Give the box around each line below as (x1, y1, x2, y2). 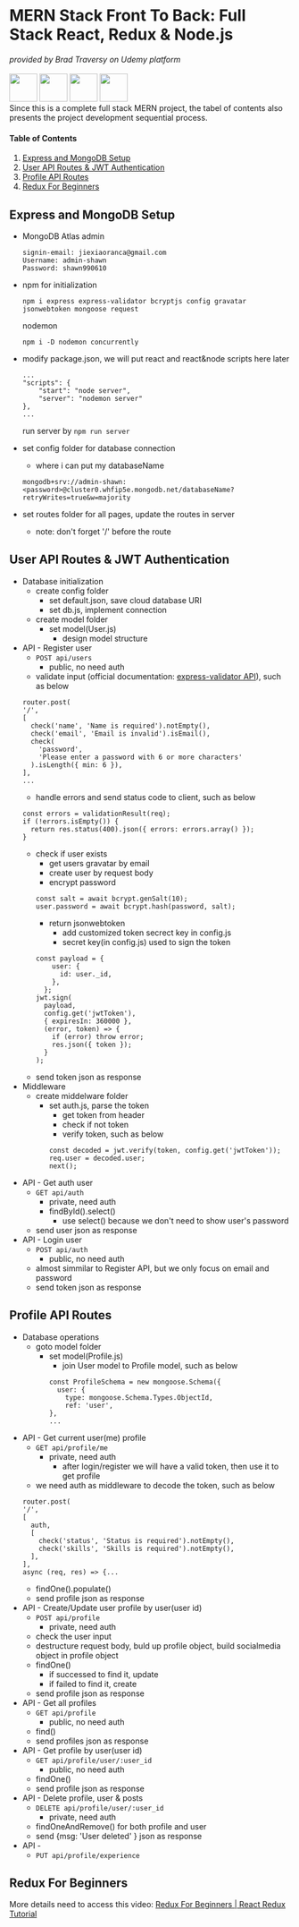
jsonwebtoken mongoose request (21, 304, 139, 313)
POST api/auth (35, 1245, 88, 1254)
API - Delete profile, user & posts (21, 1792, 144, 1803)
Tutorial (9, 1908, 37, 1920)
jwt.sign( (35, 993, 73, 1002)
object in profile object (35, 1650, 119, 1660)
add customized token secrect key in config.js (62, 927, 232, 938)
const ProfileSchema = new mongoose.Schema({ (48, 1377, 221, 1386)
